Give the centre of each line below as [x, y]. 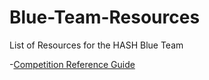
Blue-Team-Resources [105, 17]
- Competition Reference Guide [72, 64]
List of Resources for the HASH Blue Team [96, 45]
